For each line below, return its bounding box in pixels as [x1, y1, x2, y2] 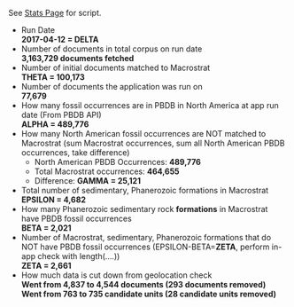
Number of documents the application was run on [20, 82, 203, 91]
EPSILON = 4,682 [20, 194, 86, 205]
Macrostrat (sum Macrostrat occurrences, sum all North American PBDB [20, 138, 285, 148]
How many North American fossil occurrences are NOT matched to [20, 129, 267, 138]
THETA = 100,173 [20, 72, 85, 83]
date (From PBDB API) [20, 110, 103, 120]
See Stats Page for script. [8, 8, 102, 18]
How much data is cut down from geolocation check [20, 270, 213, 280]
